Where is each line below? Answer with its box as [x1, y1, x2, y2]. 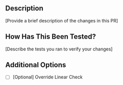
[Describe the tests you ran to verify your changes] [5, 46, 113, 52]
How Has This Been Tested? [5, 33, 96, 41]
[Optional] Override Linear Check [12, 74, 83, 80]
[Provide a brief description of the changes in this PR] [5, 17, 118, 23]
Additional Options [5, 61, 66, 69]
